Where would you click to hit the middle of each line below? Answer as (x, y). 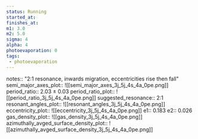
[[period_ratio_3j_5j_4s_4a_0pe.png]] (51, 98)
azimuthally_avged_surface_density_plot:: (57, 123)
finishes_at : (22, 23)
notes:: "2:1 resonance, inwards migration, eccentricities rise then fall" (93, 79)
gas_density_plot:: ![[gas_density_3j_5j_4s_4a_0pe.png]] (74, 116)
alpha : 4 (17, 45)
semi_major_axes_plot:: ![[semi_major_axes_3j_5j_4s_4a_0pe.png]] (87, 85)
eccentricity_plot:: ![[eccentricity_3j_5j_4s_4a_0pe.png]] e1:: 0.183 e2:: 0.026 (99, 110)
